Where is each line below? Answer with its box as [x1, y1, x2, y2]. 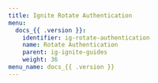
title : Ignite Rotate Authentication [8, 11, 133, 20]
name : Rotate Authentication [22, 41, 118, 49]
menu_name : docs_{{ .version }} [8, 63, 115, 71]
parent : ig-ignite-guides [22, 48, 108, 56]
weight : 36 [22, 56, 58, 64]
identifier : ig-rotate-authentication [22, 33, 150, 42]
